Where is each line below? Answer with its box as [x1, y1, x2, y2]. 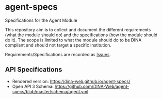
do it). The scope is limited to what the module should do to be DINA [5, 37, 142, 42]
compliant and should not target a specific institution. [5, 42, 112, 48]
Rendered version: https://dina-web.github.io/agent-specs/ [12, 78, 130, 84]
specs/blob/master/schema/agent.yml [12, 88, 89, 94]
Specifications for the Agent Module [5, 17, 78, 23]
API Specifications [5, 66, 62, 74]
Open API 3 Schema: [12, 84, 54, 89]
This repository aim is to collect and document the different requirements [5, 27, 151, 32]
